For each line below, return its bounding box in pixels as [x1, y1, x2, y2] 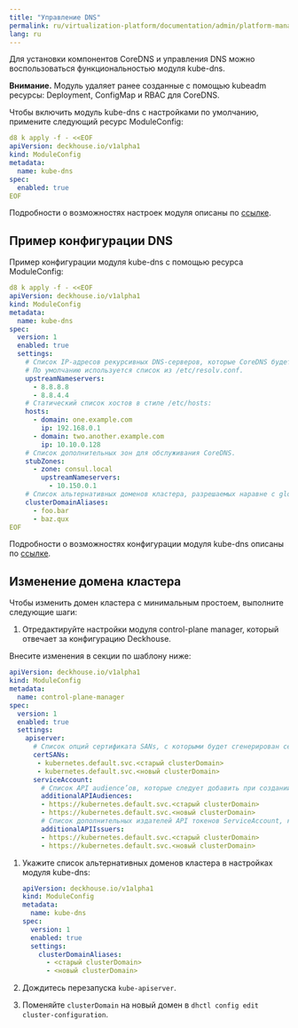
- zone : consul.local [32, 465, 114, 474]
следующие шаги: [9, 607, 78, 618]
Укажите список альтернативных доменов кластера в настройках [21, 858, 273, 868]
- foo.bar [32, 506, 69, 515]
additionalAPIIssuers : [41, 825, 125, 834]
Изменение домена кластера [9, 573, 182, 589]
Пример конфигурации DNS [9, 233, 173, 249]
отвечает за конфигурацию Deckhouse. [21, 634, 171, 644]
